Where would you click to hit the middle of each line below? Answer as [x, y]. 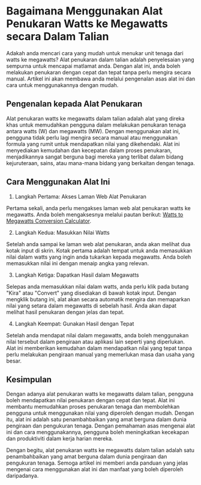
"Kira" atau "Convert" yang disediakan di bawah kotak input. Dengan [91, 293]
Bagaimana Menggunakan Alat [85, 11]
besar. [14, 361]
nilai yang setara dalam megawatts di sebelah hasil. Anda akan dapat [91, 306]
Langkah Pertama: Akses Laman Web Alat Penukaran [81, 196]
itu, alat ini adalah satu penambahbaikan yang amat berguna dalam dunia [97, 420]
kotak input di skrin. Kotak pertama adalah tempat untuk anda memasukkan [100, 250]
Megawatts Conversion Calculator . [49, 221]
